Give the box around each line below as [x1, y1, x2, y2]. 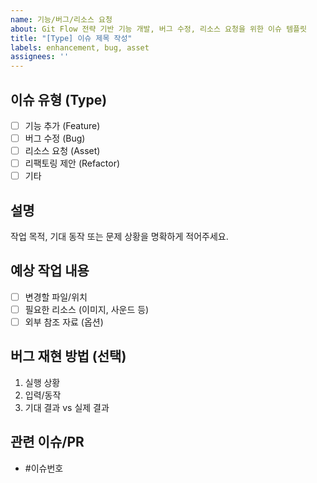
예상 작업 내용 [10, 262, 90, 280]
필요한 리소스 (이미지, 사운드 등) [24, 303, 150, 315]
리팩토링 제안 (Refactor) [24, 157, 121, 170]
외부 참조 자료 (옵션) [24, 316, 104, 328]
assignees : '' [10, 52, 70, 62]
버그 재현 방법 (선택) [10, 348, 127, 365]
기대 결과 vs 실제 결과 [24, 401, 110, 413]
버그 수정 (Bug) [24, 132, 86, 144]
